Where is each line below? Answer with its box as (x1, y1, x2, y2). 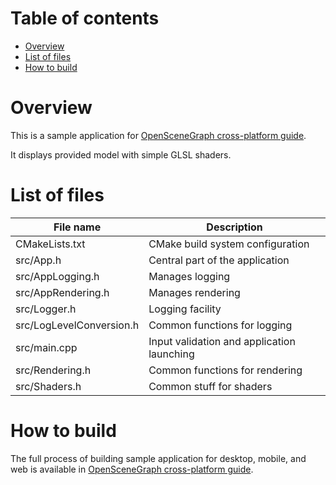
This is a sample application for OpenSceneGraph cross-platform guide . (10, 129, 307, 141)
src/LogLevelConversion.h (15, 318, 140, 332)
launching (148, 347, 195, 361)
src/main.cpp (15, 340, 78, 354)
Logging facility (148, 302, 222, 316)
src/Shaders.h (15, 379, 82, 393)
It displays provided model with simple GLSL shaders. (10, 148, 232, 161)
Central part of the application (148, 253, 290, 267)
